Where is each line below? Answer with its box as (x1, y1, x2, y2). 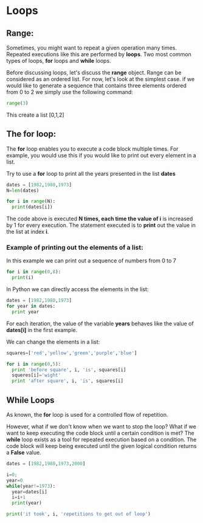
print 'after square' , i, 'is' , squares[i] (12, 378, 123, 384)
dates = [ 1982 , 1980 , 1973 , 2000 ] (6, 461, 86, 467)
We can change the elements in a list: (6, 338, 100, 345)
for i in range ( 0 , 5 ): (6, 361, 61, 367)
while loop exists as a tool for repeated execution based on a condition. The (6, 436, 197, 443)
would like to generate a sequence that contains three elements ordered (6, 82, 187, 89)
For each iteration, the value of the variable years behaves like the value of (6, 320, 194, 327)
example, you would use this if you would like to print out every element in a (6, 151, 196, 159)
